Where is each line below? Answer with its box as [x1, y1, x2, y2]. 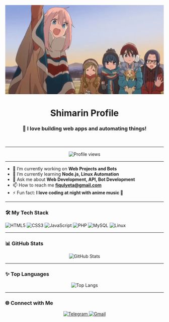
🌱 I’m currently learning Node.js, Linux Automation [12, 171, 119, 177]
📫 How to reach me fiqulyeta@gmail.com [12, 182, 102, 188]
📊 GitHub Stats [5, 240, 44, 247]
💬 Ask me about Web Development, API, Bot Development [12, 176, 135, 182]
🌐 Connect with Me [5, 299, 54, 306]
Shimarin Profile [50, 107, 119, 118]
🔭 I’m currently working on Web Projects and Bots [12, 165, 117, 171]
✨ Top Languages [5, 271, 49, 278]
